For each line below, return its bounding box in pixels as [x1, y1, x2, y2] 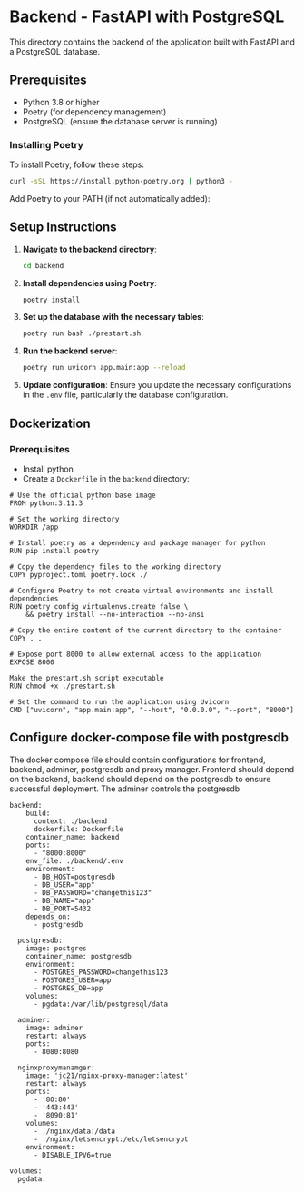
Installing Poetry [9, 138, 84, 151]
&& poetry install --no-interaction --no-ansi [25, 610, 205, 619]
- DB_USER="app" [33, 880, 95, 890]
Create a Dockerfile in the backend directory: [22, 472, 191, 483]
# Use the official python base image [9, 491, 156, 500]
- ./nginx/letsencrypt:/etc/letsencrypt [33, 1134, 189, 1144]
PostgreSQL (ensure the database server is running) [22, 115, 218, 126]
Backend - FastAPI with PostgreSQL [9, 6, 285, 27]
